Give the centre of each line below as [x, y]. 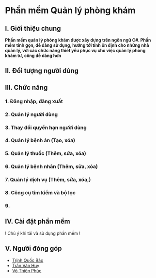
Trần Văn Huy [26, 265]
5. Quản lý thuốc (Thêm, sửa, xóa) [46, 153]
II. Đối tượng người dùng [42, 71]
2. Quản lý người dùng [31, 114]
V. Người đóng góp [33, 249]
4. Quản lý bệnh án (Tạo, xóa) [40, 140]
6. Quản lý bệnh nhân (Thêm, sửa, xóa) [52, 167]
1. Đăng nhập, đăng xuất [34, 101]
